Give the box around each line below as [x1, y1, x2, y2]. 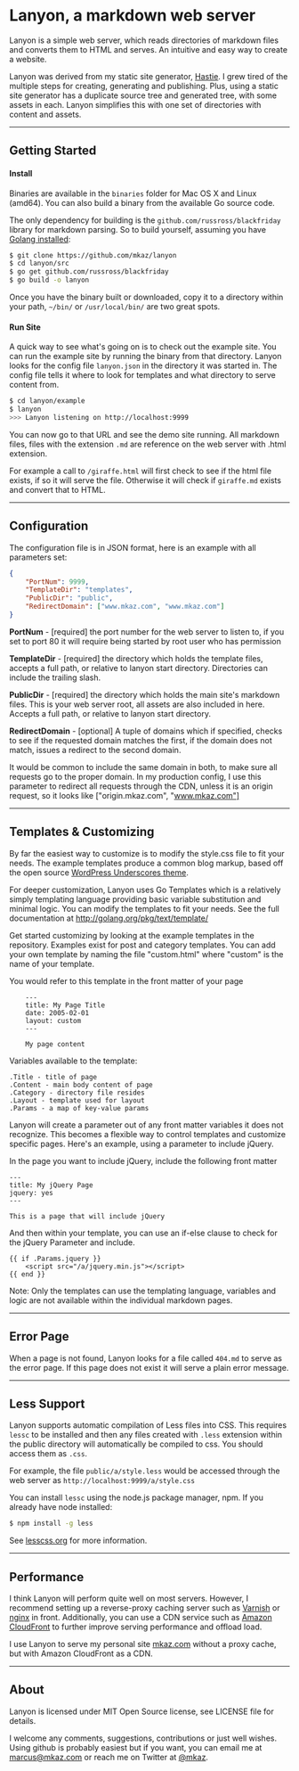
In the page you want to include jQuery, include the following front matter [9, 1155, 278, 1166]
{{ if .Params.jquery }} [9, 1254, 101, 1263]
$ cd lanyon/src [9, 259, 69, 268]
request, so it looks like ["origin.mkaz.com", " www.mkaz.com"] [9, 790, 240, 800]
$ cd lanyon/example [9, 397, 86, 406]
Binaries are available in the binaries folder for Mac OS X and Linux [9, 188, 257, 199]
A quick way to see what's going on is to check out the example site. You [9, 341, 278, 352]
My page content [25, 1039, 86, 1048]
